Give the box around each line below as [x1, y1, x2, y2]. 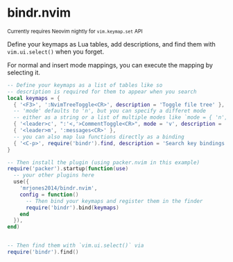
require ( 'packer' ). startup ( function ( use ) [7, 165, 129, 172]
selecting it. [7, 68, 40, 76]
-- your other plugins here [13, 172, 95, 179]
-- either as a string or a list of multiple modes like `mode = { [13, 114, 213, 121]
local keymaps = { [7, 95, 60, 101]
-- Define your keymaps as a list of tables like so [7, 81, 163, 88]
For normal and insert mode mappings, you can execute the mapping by [7, 60, 214, 69]
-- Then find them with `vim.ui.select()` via [7, 242, 144, 249]
